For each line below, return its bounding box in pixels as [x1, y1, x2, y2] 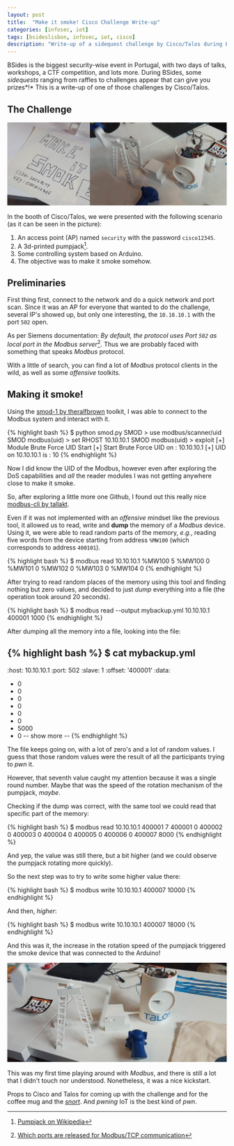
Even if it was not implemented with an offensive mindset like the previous [7, 513, 220, 522]
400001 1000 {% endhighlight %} [7, 613, 103, 622]
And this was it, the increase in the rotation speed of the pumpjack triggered [7, 941, 226, 950]
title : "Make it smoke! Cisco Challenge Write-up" [7, 18, 160, 26]
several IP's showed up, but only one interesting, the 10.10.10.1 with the [7, 310, 216, 319]
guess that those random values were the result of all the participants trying [7, 752, 225, 761]
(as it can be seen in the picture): [7, 220, 102, 228]
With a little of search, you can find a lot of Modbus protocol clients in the [7, 361, 218, 370]
